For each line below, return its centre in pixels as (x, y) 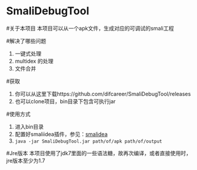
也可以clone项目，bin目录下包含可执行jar (65, 101)
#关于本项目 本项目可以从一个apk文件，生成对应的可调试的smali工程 (90, 28)
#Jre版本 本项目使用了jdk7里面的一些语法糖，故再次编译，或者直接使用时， (99, 153)
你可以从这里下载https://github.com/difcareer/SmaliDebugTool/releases (103, 94)
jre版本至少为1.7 (26, 160)
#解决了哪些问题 (26, 41)
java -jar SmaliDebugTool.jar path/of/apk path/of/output (88, 141)
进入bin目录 (29, 126)
